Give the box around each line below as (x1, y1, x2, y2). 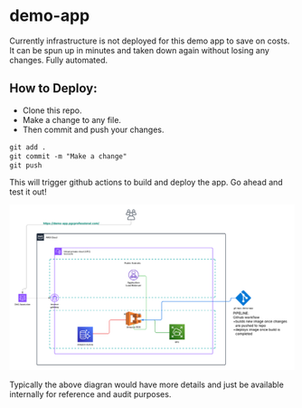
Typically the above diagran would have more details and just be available (9, 379, 285, 390)
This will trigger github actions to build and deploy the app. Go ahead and (9, 176, 283, 187)
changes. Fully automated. (9, 54, 109, 65)
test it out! (9, 186, 47, 197)
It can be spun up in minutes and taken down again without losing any (9, 44, 269, 55)
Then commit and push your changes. (22, 124, 165, 135)
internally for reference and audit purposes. (9, 388, 172, 399)
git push (9, 160, 42, 170)
